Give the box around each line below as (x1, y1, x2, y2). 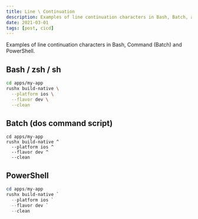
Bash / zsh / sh (6, 64, 61, 74)
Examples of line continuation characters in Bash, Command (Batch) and (6, 41, 183, 48)
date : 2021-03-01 (6, 19, 49, 25)
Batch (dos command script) (6, 118, 113, 128)
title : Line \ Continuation (6, 8, 75, 15)
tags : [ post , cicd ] (6, 25, 54, 31)
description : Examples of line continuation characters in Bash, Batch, (6, 14, 189, 20)
